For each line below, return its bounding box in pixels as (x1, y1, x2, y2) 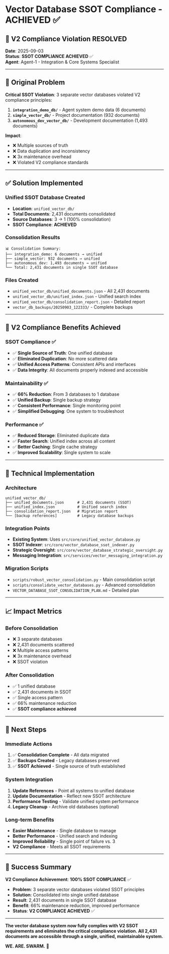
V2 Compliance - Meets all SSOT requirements (12, 843, 111, 849)
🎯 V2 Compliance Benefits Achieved (5, 323, 121, 332)
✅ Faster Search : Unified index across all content (12, 438, 116, 444)
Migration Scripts (5, 565, 49, 572)
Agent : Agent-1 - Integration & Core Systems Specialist (5, 59, 120, 65)
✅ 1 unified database (12, 683, 56, 689)
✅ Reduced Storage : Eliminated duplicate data (12, 432, 110, 438)
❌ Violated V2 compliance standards (12, 159, 89, 165)
